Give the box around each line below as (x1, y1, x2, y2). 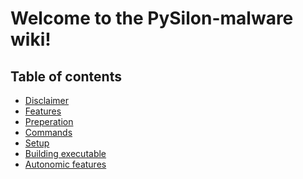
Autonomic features (24, 158, 107, 170)
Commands (24, 127, 73, 138)
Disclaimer (24, 95, 70, 106)
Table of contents (10, 68, 122, 85)
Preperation (24, 116, 74, 127)
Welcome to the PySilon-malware (10, 7, 294, 30)
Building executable (24, 148, 107, 159)
